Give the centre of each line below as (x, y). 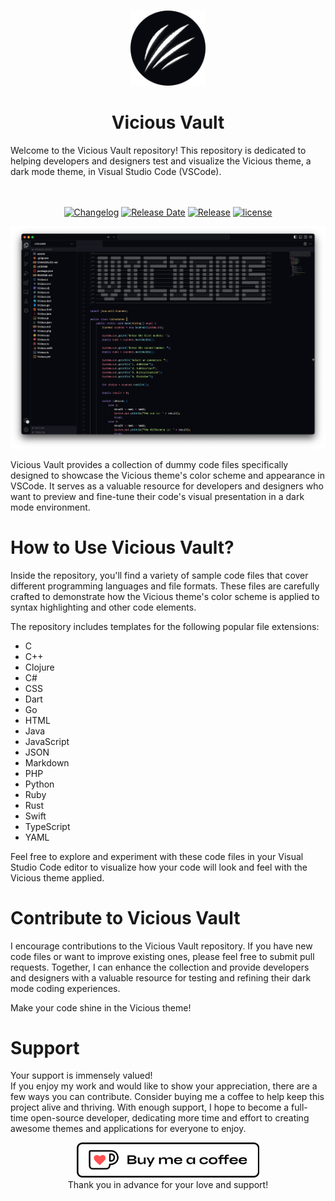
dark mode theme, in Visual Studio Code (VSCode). (116, 171)
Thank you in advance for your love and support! (168, 1185)
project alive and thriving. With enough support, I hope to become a (150, 1107)
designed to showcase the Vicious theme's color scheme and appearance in (168, 475)
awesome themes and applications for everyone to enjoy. (128, 1129)
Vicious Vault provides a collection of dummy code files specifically (149, 464)
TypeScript (47, 826)
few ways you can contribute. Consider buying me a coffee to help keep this (167, 1097)
